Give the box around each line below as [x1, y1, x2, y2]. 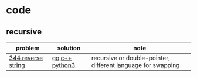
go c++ [52, 54, 72, 62]
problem [15, 44, 40, 52]
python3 [52, 61, 76, 69]
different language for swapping [91, 61, 180, 69]
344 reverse [9, 54, 43, 62]
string [9, 61, 25, 69]
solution [57, 44, 81, 52]
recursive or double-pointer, [91, 54, 170, 62]
